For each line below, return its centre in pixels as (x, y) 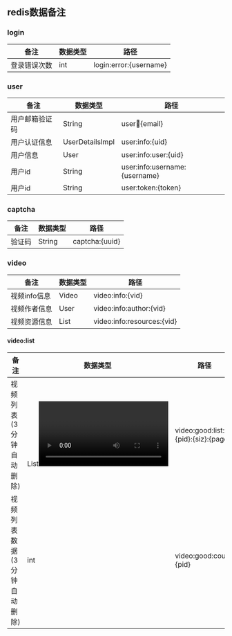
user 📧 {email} (142, 123)
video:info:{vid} (118, 295)
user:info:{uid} (144, 142)
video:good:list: (200, 430)
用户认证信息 (32, 142)
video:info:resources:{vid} (135, 321)
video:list (21, 340)
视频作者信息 (32, 309)
